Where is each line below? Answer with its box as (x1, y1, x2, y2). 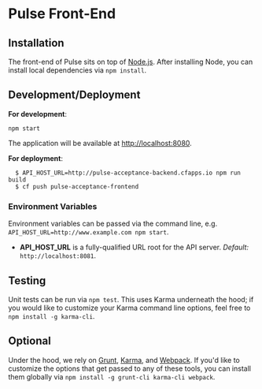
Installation (8, 36, 65, 50)
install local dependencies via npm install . (8, 65, 147, 75)
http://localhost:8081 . (19, 251, 97, 260)
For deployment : (8, 153, 63, 163)
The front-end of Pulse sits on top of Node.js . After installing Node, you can (8, 57, 253, 66)
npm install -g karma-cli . (8, 311, 95, 320)
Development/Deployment (8, 88, 141, 102)
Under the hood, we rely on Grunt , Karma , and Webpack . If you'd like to (8, 355, 240, 365)
